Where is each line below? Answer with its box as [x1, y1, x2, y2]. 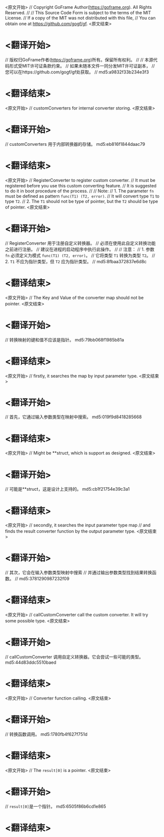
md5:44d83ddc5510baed [5, 659, 56, 665]
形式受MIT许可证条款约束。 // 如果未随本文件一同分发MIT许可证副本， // [9, 63, 155, 68]
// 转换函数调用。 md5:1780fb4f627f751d [5, 731, 88, 737]
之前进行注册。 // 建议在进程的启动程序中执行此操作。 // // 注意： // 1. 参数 [5, 246, 155, 252]
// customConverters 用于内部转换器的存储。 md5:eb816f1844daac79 [5, 141, 145, 147]
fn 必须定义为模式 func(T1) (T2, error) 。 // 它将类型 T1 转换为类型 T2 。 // [5, 252, 155, 258]
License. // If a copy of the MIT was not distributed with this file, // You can [5, 15, 156, 21]
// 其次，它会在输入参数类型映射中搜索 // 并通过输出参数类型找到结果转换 [5, 569, 152, 576]
